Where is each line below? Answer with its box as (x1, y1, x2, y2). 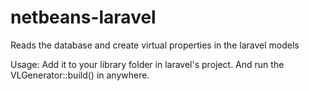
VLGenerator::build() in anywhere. (10, 69, 150, 81)
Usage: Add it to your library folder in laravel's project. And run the (10, 58, 285, 70)
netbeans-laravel (10, 6, 157, 29)
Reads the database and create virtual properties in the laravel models (10, 39, 300, 51)
